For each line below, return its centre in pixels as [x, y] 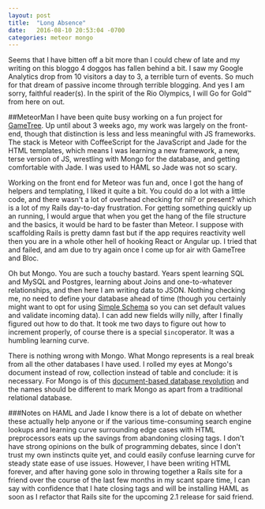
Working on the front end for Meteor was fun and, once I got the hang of [126, 183]
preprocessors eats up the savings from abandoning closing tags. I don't [126, 438]
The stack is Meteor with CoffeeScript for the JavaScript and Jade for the [127, 142]
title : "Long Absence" [47, 23]
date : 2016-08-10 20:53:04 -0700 [67, 30]
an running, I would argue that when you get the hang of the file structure [127, 216]
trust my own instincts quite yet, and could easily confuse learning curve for [132, 455]
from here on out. [37, 102]
